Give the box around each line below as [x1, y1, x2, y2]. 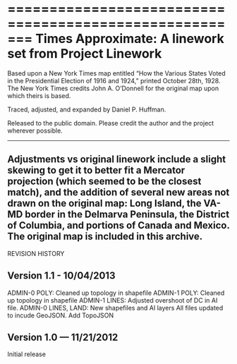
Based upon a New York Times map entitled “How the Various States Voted [7, 68, 226, 78]
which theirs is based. [7, 91, 71, 99]
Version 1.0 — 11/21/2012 [7, 331, 119, 343]
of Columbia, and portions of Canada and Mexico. [7, 219, 230, 231]
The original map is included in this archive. [7, 231, 203, 243]
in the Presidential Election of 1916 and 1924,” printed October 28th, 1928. [7, 76, 221, 85]
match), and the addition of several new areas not [7, 186, 230, 198]
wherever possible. [7, 126, 63, 135]
